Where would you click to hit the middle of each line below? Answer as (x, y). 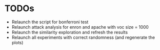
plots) (18, 42)
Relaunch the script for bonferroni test (50, 22)
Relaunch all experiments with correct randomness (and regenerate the (83, 37)
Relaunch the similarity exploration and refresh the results (70, 32)
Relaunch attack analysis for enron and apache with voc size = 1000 (80, 27)
